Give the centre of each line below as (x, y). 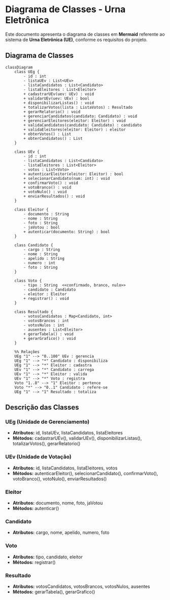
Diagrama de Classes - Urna (65, 9)
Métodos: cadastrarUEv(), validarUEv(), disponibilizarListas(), (77, 438)
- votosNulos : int (44, 325)
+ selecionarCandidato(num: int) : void (67, 178)
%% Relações (27, 352)
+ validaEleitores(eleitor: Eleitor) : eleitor (75, 130)
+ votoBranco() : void (47, 187)
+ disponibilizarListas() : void (59, 103)
